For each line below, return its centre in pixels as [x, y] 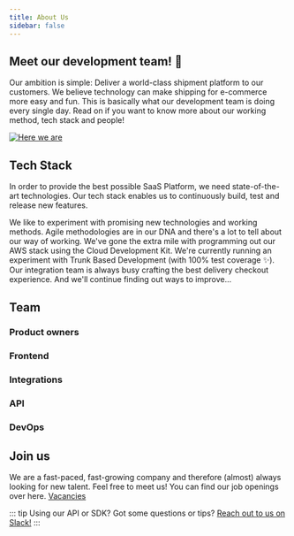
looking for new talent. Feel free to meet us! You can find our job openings [144, 486]
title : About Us [39, 17]
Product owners [44, 333]
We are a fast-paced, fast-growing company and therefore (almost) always [145, 477]
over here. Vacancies [48, 495]
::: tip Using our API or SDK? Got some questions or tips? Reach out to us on [147, 513]
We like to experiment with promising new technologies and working [133, 223]
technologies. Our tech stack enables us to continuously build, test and [150, 196]
